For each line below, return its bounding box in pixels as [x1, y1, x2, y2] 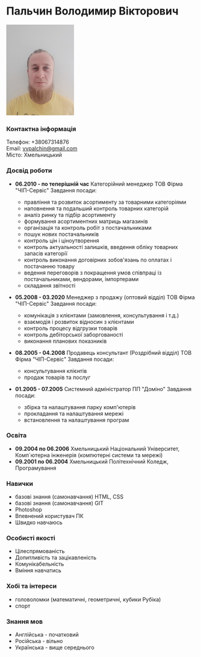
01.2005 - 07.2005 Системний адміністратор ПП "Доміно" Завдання [14, 385, 191, 392]
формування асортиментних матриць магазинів [23, 218, 149, 225]
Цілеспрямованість [14, 548, 65, 555]
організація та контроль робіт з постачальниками [23, 224, 152, 231]
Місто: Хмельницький [6, 151, 62, 158]
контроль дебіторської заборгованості [23, 331, 123, 338]
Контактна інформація [6, 125, 76, 133]
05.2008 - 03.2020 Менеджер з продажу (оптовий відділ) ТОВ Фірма [14, 293, 195, 300]
